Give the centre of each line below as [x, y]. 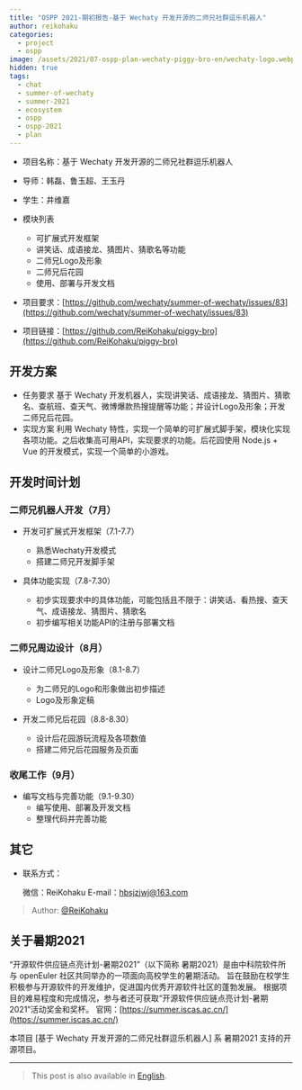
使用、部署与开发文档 [75, 283]
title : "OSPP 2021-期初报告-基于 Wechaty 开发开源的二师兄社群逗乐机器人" [138, 18]
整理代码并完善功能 [71, 818]
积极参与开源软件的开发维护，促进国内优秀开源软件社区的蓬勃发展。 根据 [144, 986]
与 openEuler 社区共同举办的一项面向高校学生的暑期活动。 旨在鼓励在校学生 [150, 975]
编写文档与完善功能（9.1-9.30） [80, 796]
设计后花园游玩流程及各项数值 [91, 738]
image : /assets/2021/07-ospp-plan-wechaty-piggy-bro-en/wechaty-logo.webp [152, 59]
